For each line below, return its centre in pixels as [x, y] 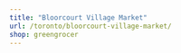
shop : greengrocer [44, 34]
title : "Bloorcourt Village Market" [78, 18]
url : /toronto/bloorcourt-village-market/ [90, 26]
